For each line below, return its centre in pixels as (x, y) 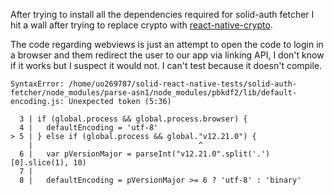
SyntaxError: (37, 84)
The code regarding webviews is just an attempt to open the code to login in (167, 44)
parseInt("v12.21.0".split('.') (203, 154)
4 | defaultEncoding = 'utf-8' (89, 128)
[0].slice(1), (40, 163)
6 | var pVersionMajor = (75, 154)
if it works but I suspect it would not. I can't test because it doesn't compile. (166, 65)
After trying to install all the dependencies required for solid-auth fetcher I (162, 14)
